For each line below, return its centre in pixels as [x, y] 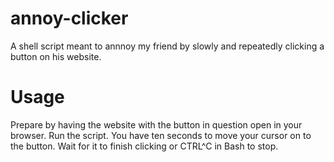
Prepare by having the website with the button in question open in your [156, 124]
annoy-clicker [69, 18]
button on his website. [56, 56]
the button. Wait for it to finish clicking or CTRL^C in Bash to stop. [144, 146]
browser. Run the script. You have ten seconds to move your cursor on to [161, 135]
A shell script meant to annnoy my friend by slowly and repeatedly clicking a [167, 46]
